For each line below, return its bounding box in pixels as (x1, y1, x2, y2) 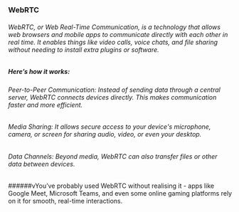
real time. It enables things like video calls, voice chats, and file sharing (8, 38, 218, 46)
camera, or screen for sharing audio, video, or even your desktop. (8, 130, 202, 139)
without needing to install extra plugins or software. (8, 45, 159, 54)
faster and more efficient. (8, 100, 83, 109)
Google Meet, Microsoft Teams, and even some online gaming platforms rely (8, 189, 233, 198)
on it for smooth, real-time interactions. (8, 197, 123, 206)
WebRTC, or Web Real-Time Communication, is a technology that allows (8, 23, 221, 31)
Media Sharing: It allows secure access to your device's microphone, (8, 122, 211, 131)
